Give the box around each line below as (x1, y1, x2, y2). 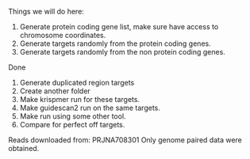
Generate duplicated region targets (19, 78, 135, 87)
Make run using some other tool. (19, 112, 126, 121)
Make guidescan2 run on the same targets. (19, 103, 160, 112)
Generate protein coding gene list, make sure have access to (19, 22, 219, 31)
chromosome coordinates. (19, 31, 106, 40)
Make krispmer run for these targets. (19, 95, 140, 104)
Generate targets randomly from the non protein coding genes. (19, 47, 226, 56)
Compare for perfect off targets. (19, 120, 125, 129)
